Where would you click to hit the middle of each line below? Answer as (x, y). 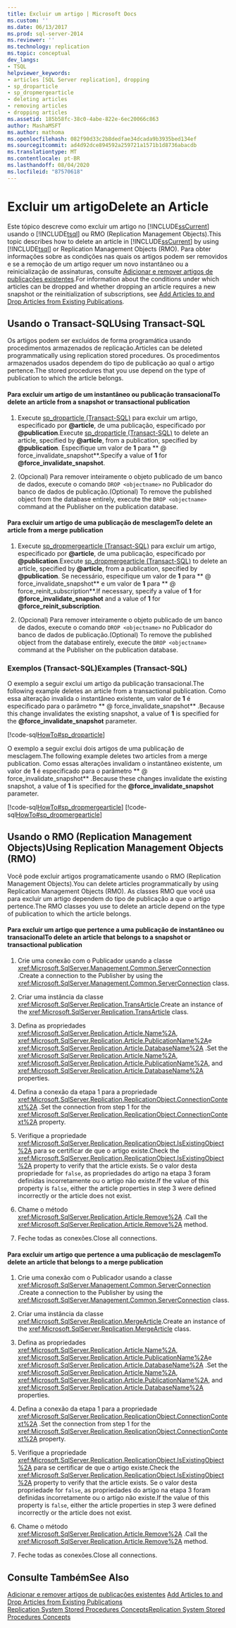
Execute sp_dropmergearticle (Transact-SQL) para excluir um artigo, (117, 546)
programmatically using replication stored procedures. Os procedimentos (114, 356)
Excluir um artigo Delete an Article (108, 207)
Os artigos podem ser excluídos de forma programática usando (99, 341)
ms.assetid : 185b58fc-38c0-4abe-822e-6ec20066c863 (83, 119)
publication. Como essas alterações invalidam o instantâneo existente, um (115, 764)
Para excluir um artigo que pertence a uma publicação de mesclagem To (114, 1254)
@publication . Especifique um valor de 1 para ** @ (92, 448)
